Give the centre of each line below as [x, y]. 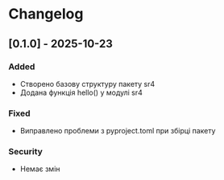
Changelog [46, 14]
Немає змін [40, 169]
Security [25, 152]
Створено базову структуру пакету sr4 [87, 84]
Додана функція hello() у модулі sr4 [81, 92]
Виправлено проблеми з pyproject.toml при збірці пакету [118, 131]
